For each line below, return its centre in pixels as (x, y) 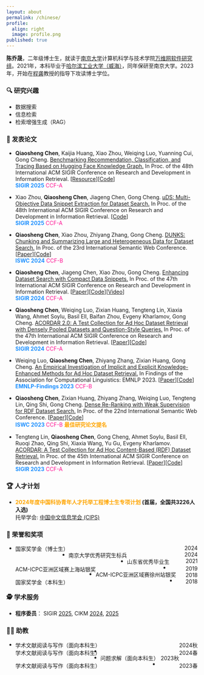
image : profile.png (36, 35)
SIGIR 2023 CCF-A (39, 469)
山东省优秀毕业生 (148, 562)
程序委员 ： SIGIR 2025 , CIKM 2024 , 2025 (67, 614)
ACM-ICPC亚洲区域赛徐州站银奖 (136, 575)
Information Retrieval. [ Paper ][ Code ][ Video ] (70, 292)
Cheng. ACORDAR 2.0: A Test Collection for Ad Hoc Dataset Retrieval (101, 323)
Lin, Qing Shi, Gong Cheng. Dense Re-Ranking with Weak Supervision (102, 404)
